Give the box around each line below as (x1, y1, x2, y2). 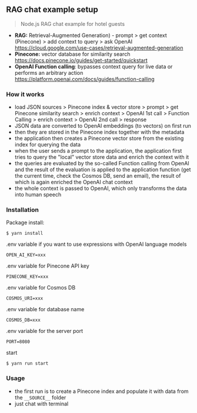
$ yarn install (6, 231, 44, 237)
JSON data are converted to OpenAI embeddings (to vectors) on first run (14, 122, 191, 129)
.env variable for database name (6, 306, 85, 313)
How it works (6, 90, 45, 98)
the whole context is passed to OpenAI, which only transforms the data (14, 185, 187, 192)
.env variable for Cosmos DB (6, 284, 76, 291)
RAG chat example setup (6, 5, 98, 15)
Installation (6, 206, 39, 214)
